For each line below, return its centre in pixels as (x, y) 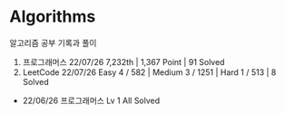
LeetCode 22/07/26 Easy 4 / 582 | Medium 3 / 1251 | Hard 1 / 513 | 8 (149, 72)
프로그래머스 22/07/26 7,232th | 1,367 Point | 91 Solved (123, 62)
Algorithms (53, 17)
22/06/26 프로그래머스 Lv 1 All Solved (91, 100)
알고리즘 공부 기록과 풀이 (53, 43)
